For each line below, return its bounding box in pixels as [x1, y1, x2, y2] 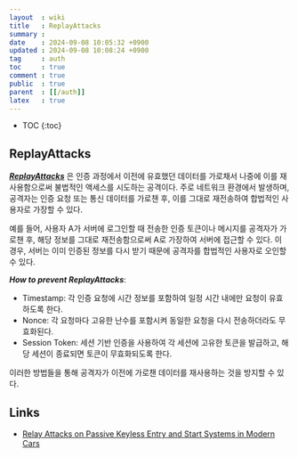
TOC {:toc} [21, 120, 62, 131]
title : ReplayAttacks [9, 21, 101, 30]
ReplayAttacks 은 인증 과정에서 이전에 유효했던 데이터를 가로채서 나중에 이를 [9, 171, 278, 182]
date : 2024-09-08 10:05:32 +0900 [9, 37, 149, 47]
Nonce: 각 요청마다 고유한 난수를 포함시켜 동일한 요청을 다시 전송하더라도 [21, 315, 278, 326]
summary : [9, 29, 46, 38]
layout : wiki [9, 12, 66, 22]
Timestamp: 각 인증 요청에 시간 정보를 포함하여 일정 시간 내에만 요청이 [21, 293, 267, 304]
